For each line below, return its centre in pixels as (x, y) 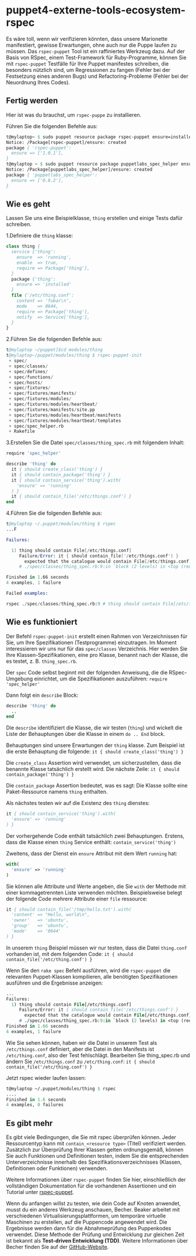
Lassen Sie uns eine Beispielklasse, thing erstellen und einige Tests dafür (94, 218)
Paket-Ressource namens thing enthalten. (57, 792)
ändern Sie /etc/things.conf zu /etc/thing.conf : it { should (80, 1061)
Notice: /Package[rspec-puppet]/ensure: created (66, 142)
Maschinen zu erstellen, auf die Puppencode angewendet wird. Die (87, 1222)
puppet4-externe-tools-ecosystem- (96, 10)
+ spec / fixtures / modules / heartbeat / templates (65, 421)
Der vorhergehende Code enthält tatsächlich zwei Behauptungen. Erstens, (95, 836)
